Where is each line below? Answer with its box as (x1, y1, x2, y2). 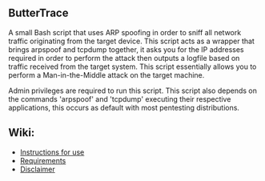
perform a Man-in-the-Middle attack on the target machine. (8, 70, 205, 79)
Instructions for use (19, 147, 85, 157)
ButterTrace (8, 6, 69, 20)
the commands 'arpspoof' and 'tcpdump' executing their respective (8, 94, 231, 103)
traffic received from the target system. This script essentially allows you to (8, 62, 257, 71)
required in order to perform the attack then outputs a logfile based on (8, 53, 240, 62)
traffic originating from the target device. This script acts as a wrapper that (8, 36, 255, 46)
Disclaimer (19, 164, 56, 174)
